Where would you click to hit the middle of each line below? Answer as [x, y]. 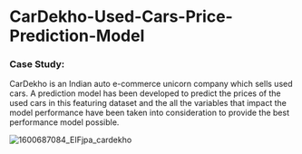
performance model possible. [64, 122]
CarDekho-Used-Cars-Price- [121, 17]
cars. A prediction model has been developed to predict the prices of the [145, 93]
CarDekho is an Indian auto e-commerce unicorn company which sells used [151, 84]
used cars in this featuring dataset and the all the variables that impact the [148, 103]
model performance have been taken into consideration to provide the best [150, 113]
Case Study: [37, 64]
